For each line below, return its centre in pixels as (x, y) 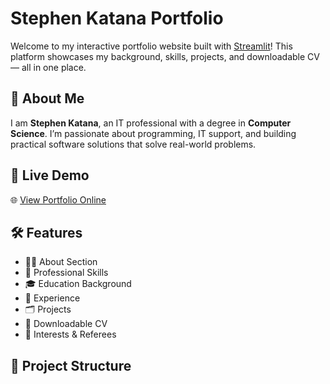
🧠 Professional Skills (66, 273)
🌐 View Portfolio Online (58, 199)
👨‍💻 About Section (61, 262)
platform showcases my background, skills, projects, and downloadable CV (165, 56)
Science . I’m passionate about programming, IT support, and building (153, 133)
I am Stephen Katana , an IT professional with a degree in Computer (151, 123)
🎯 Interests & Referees (70, 334)
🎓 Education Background (78, 284)
